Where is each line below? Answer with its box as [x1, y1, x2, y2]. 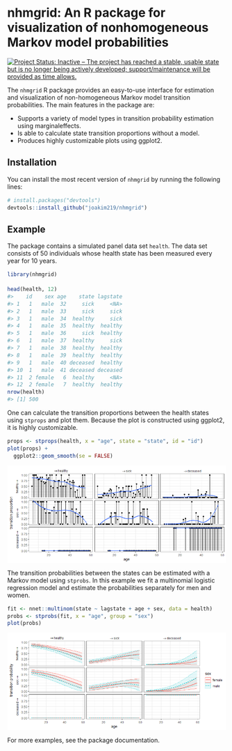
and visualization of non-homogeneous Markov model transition [7, 93, 191, 102]
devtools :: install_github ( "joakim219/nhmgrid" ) [7, 204, 148, 211]
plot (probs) [7, 620, 42, 627]
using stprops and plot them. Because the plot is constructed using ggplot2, [7, 416, 225, 424]
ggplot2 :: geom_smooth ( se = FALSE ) [13, 452, 113, 459]
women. [7, 591, 31, 599]
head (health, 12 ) [7, 286, 58, 293]
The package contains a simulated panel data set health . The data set [7, 242, 208, 250]
